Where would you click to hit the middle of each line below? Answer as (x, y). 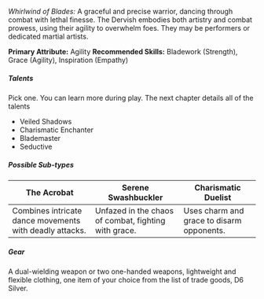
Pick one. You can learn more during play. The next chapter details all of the (131, 98)
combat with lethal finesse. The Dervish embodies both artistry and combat (130, 20)
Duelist (218, 197)
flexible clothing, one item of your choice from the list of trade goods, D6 (126, 279)
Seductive (36, 146)
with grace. (115, 230)
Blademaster (40, 138)
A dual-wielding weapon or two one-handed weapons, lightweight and (122, 271)
